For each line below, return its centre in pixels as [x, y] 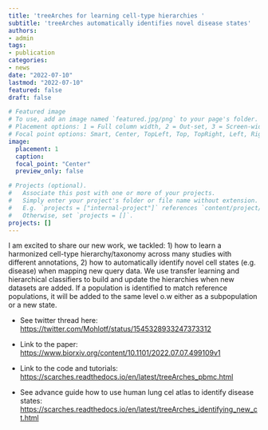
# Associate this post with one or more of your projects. [112, 193]
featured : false [35, 90]
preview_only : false [49, 171]
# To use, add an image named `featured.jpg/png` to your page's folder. [134, 119]
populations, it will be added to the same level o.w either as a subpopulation [133, 297]
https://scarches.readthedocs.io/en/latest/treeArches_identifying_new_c [138, 409]
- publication [32, 53]
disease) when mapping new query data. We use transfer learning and [124, 271]
